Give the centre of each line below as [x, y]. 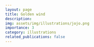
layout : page [19, 10]
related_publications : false [35, 37]
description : [19, 19]
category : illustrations [31, 32]
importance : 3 [20, 28]
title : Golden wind [25, 14]
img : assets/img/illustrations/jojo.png [47, 23]
